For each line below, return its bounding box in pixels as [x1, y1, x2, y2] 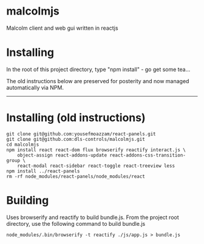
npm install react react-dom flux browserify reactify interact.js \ [6, 147, 186, 153]
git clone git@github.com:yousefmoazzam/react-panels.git [6, 130, 156, 137]
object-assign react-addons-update [17, 152, 107, 158]
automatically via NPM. [6, 84, 64, 91]
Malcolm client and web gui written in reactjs [6, 24, 118, 32]
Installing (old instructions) [6, 111, 146, 125]
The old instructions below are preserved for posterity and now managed [6, 77, 189, 84]
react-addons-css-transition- [109, 152, 186, 158]
